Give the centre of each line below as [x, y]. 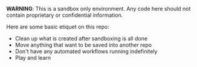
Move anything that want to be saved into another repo [83, 45]
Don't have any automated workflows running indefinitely [86, 51]
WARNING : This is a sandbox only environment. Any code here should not [98, 9]
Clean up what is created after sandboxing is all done [81, 38]
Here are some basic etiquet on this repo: [58, 27]
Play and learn [33, 58]
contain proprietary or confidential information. [65, 15]
